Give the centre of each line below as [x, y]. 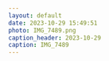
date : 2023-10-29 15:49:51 [53, 23]
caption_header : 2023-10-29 [55, 38]
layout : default [35, 15]
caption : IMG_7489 [39, 45]
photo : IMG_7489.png [43, 30]
